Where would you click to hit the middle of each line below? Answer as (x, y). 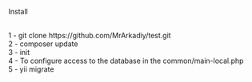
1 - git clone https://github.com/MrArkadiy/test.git (90, 35)
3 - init (19, 52)
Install (18, 12)
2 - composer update (43, 44)
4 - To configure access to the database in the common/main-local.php (126, 61)
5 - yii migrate (31, 69)
